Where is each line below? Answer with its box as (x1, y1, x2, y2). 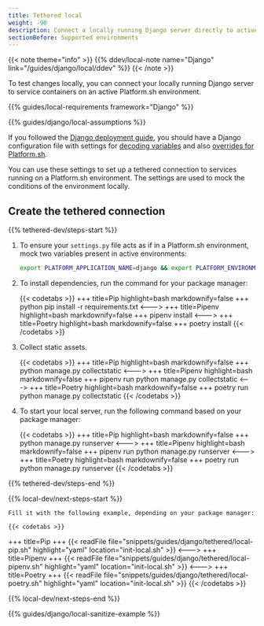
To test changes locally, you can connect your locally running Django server (8, 79, 254, 88)
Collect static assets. (19, 342, 88, 351)
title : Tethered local (8, 11, 82, 20)
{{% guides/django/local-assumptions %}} (8, 117, 147, 127)
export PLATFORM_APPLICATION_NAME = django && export (19, 265, 192, 272)
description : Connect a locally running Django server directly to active (8, 26, 258, 34)
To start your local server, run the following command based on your (19, 406, 242, 416)
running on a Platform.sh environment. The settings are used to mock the (8, 173, 245, 183)
